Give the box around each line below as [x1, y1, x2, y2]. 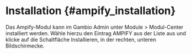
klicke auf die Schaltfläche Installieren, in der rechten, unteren [5, 36, 157, 43]
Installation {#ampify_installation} [5, 4, 176, 18]
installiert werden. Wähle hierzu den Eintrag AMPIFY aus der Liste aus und [5, 29, 187, 36]
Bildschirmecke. [5, 42, 45, 49]
